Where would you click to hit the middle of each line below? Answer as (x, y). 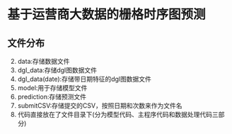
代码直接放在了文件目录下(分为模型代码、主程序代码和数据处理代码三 (118, 115)
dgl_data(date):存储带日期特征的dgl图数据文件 (85, 79)
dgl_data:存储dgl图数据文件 (57, 70)
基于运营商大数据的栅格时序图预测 (107, 15)
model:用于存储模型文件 (52, 88)
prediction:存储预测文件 (52, 97)
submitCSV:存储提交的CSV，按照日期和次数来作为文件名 (100, 106)
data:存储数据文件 (43, 61)
